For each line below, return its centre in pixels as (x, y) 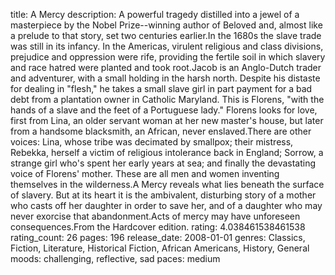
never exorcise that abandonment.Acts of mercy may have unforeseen (155, 216)
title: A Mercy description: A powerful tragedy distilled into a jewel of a (155, 14)
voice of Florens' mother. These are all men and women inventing (145, 173)
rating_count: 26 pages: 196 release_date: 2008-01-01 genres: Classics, (158, 237)
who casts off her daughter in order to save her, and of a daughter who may (166, 205)
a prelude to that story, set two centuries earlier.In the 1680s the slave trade (166, 35)
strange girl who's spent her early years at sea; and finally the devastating (163, 163)
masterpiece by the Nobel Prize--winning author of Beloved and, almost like (166, 25)
